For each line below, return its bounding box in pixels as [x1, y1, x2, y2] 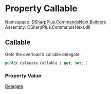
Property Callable [5, 3, 77, 14]
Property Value [5, 72, 42, 79]
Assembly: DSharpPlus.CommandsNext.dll [5, 24, 90, 30]
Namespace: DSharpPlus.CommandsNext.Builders [5, 19, 106, 25]
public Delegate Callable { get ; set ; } [5, 60, 89, 66]
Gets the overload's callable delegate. [5, 51, 81, 57]
